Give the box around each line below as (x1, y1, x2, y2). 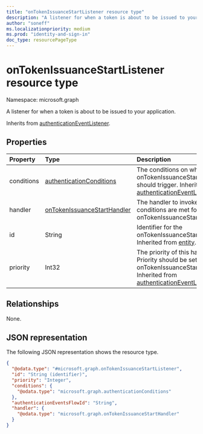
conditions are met (137, 205, 190, 214)
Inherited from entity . (137, 238, 196, 246)
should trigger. (137, 180, 178, 189)
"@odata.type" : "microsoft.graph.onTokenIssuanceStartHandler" (17, 411, 180, 417)
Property (9, 155, 36, 164)
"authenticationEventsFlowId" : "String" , (11, 399, 118, 406)
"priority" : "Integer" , (11, 377, 71, 383)
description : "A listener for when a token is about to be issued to (6, 15, 185, 21)
